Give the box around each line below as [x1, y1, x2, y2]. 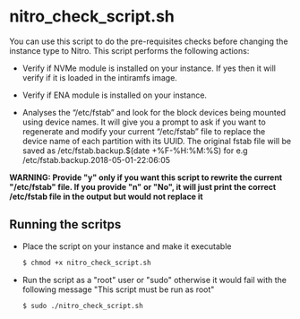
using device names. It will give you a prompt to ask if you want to [21, 116, 266, 127]
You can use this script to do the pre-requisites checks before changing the [9, 36, 288, 47]
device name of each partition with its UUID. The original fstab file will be [21, 135, 292, 146]
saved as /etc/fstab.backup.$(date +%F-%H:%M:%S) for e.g [21, 145, 248, 156]
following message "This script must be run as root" [21, 284, 215, 295]
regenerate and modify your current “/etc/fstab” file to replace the [21, 125, 266, 136]
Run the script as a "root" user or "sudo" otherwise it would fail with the [21, 274, 287, 285]
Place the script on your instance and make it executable [21, 240, 232, 252]
